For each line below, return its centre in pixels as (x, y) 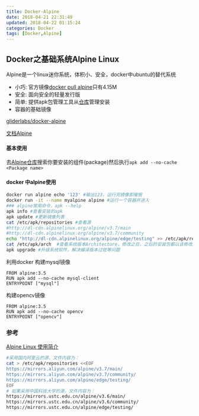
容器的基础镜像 (33, 109)
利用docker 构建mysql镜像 (38, 262)
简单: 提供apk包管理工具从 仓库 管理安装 (62, 102)
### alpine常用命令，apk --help (44, 206)
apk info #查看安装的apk (35, 211)
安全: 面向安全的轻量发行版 (47, 94)
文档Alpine (19, 133)
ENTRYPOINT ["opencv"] (34, 317)
